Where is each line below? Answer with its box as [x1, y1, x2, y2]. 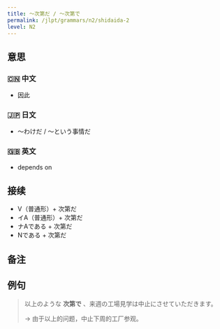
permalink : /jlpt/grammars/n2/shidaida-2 [7, 17, 130, 24]
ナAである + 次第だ [17, 222, 73, 231]
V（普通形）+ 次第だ [17, 204, 77, 213]
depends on [17, 162, 52, 171]
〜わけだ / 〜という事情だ [17, 127, 91, 136]
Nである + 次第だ [17, 231, 67, 239]
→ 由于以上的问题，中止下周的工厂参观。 [24, 314, 143, 323]
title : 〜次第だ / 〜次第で [7, 10, 80, 17]
